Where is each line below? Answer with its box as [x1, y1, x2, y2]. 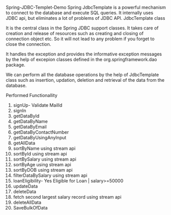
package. [6, 62, 25, 68]
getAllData [13, 140, 36, 146]
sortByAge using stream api [13, 162, 72, 167]
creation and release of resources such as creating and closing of [6, 30, 144, 36]
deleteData [13, 189, 37, 195]
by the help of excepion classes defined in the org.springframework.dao [6, 56, 157, 63]
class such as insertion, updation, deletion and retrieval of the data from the [6, 77, 165, 83]
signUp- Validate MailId [13, 102, 63, 108]
